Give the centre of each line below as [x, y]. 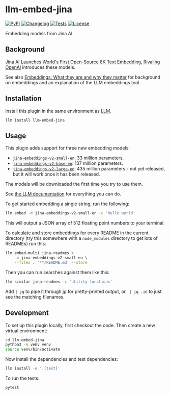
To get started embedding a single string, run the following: [67, 204]
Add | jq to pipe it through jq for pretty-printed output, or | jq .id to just [83, 291]
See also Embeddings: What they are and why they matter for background [83, 77]
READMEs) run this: [26, 244]
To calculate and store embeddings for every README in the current [77, 233]
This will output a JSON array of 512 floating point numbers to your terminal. [85, 223]
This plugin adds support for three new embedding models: [67, 148]
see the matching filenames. [35, 297]
